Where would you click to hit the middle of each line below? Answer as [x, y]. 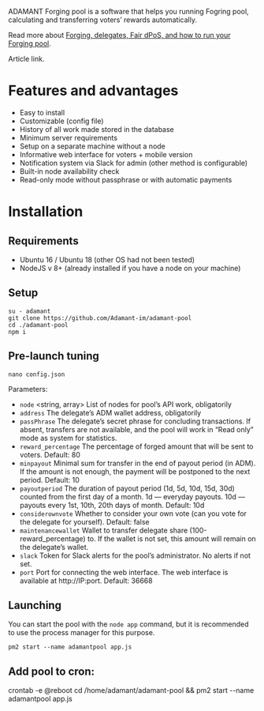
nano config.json [37, 374]
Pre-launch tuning [54, 356]
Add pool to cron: [52, 671]
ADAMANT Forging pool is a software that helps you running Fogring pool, [129, 11]
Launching [35, 605]
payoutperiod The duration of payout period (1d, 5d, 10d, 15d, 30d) [127, 488]
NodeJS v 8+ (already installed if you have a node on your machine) [130, 268]
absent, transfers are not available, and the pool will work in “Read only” [136, 429]
